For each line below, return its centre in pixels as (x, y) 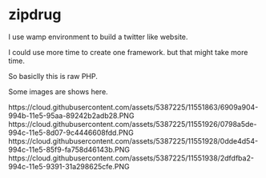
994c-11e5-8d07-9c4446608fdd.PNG (71, 133)
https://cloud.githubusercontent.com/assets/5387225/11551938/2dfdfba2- (131, 158)
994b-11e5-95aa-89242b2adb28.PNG (71, 115)
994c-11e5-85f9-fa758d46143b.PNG (69, 149)
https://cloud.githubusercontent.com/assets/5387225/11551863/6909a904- (133, 107)
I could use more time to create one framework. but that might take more (128, 52)
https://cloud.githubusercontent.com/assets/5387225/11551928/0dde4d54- (133, 140)
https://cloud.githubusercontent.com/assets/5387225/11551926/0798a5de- (133, 124)
